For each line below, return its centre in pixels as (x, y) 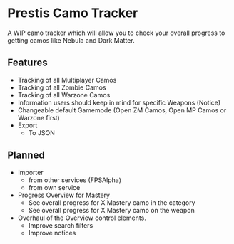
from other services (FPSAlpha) (75, 180)
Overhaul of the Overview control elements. (82, 218)
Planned (26, 155)
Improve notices (52, 233)
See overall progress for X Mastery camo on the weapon (111, 210)
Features (27, 63)
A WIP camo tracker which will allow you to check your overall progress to (116, 33)
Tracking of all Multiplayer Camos (67, 80)
